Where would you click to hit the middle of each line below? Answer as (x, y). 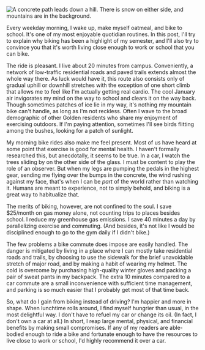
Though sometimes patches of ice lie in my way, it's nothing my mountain (99, 105)
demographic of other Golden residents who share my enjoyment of (92, 117)
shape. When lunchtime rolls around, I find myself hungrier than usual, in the (102, 308)
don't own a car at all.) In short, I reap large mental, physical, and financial (99, 321)
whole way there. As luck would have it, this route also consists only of (95, 79)
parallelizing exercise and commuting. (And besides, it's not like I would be (100, 226)
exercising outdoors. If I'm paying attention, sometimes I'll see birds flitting (100, 124)
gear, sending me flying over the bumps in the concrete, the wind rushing (99, 175)
